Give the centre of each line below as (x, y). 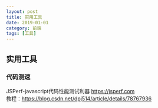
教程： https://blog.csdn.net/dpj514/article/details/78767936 (79, 99)
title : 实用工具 (24, 17)
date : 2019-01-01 (27, 22)
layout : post (22, 12)
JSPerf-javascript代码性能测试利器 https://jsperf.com (70, 91)
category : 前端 (24, 28)
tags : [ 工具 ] (21, 34)
